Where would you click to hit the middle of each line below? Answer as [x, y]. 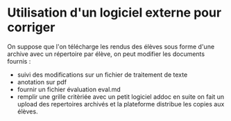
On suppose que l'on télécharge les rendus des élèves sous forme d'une [111, 46]
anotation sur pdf [42, 82]
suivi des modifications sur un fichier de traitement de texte [102, 75]
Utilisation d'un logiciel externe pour [114, 13]
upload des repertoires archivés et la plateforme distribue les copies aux [121, 104]
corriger [31, 27]
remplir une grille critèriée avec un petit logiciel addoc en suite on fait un [121, 96]
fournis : [19, 61]
